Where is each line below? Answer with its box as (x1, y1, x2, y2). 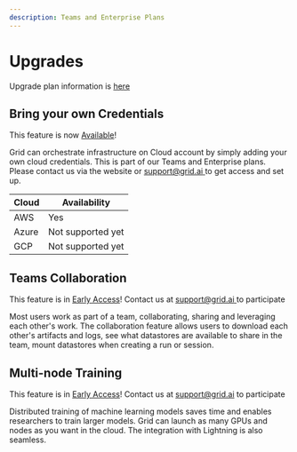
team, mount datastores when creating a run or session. (9, 339, 214, 351)
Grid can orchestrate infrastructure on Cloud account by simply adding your (9, 147, 287, 158)
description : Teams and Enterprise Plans (9, 12, 165, 22)
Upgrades (9, 51, 84, 71)
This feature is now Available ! (9, 130, 117, 140)
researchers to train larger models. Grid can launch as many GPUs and (9, 416, 269, 426)
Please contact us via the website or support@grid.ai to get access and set (9, 166, 285, 177)
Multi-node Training (9, 365, 123, 380)
